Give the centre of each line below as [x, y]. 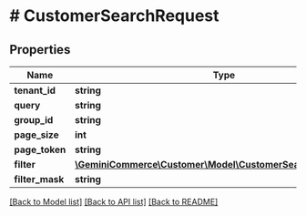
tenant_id [35, 90]
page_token [40, 149]
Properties [40, 50]
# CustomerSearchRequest [115, 16]
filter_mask [39, 179]
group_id [34, 120]
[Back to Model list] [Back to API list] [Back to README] [114, 202]
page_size [36, 135]
